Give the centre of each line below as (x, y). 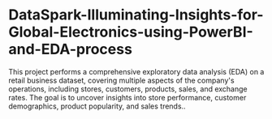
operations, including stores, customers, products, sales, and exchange (128, 89)
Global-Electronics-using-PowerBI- (131, 32)
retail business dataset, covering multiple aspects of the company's (121, 80)
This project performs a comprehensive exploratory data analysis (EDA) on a (136, 71)
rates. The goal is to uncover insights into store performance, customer (127, 97)
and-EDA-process (70, 49)
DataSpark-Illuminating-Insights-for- (136, 15)
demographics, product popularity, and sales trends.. (97, 106)
